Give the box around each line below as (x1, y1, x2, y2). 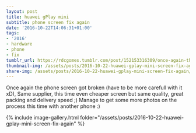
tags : (6, 30, 19, 36)
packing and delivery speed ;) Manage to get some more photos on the (6, 97, 177, 104)
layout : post (6, 8, 38, 15)
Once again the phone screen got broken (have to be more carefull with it (6, 84, 183, 91)
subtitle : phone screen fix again (6, 19, 90, 25)
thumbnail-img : (6, 62, 43, 69)
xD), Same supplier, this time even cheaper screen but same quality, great (6, 90, 184, 97)
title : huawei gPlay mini (6, 14, 69, 20)
